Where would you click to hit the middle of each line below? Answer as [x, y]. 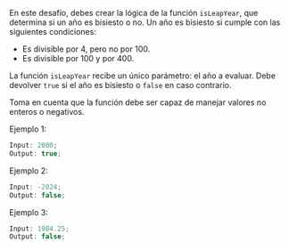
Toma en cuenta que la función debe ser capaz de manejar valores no [138, 102]
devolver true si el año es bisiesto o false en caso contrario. [120, 85]
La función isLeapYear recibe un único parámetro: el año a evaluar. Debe [143, 76]
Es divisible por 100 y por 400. [78, 58]
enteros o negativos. [47, 112]
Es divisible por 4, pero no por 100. [86, 49]
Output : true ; [36, 153]
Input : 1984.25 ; [39, 229]
